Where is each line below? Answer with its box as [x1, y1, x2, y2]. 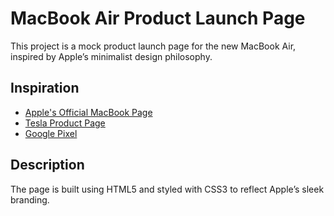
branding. [10, 193, 50, 206]
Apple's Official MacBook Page [24, 106, 153, 118]
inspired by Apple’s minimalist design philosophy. [10, 50, 213, 62]
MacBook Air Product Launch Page [10, 7, 306, 30]
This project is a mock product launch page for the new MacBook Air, [10, 40, 297, 52]
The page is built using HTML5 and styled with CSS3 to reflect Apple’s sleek [10, 183, 325, 195]
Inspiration [10, 80, 80, 97]
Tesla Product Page [24, 117, 106, 129]
